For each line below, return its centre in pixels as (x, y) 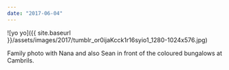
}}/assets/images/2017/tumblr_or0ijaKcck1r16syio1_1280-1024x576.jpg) (107, 40)
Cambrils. (21, 60)
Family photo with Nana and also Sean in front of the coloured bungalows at (115, 53)
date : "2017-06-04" (35, 13)
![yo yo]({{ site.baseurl (39, 33)
